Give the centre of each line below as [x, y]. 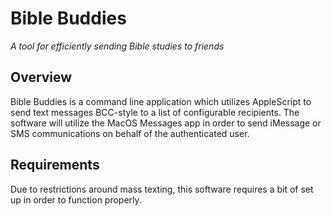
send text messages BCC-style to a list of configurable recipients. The [155, 112]
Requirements [55, 165]
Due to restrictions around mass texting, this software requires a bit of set [162, 189]
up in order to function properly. [76, 199]
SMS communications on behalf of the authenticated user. [130, 133]
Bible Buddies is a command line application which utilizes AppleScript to [161, 101]
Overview [41, 77]
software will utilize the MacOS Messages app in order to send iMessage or [166, 123]
